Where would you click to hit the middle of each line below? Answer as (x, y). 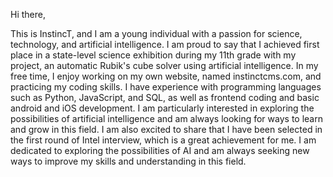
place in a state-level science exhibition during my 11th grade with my (153, 55)
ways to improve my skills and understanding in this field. (128, 161)
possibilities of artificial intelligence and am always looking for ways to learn (166, 118)
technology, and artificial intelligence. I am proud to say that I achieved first (165, 44)
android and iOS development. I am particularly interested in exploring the (162, 108)
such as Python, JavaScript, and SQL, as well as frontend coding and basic (165, 97)
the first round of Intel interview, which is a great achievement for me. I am (163, 140)
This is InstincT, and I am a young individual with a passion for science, (156, 33)
